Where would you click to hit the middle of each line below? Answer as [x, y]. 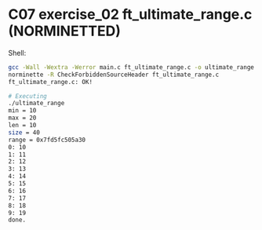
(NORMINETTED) [65, 31]
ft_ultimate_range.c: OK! [50, 82]
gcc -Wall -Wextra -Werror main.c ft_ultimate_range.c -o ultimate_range [131, 67]
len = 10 [22, 126]
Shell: [17, 53]
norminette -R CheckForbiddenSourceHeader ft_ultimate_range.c [114, 75]
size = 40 [24, 132]
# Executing [27, 96]
